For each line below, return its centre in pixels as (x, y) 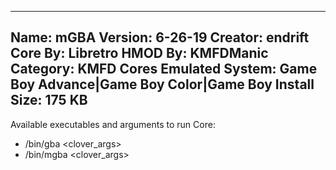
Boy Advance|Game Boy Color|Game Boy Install (162, 84)
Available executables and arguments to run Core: (113, 124)
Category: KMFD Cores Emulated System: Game (164, 69)
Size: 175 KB (49, 100)
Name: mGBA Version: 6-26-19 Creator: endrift (160, 37)
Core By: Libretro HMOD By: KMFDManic (139, 53)
